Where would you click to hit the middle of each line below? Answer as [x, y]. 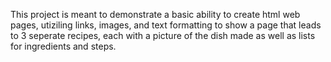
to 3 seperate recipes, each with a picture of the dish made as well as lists [163, 35]
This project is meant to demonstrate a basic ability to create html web [155, 14]
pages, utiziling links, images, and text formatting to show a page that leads [166, 25]
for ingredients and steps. [63, 46]
